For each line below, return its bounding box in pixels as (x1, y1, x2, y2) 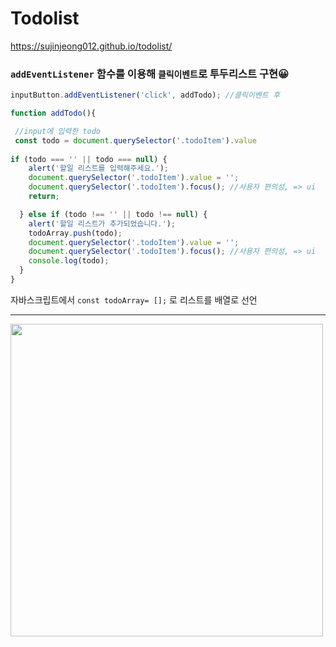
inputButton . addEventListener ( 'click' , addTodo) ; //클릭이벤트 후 (10, 90, 280, 101)
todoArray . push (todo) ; (28, 228, 123, 238)
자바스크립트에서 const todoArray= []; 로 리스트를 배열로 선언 (10, 293, 258, 306)
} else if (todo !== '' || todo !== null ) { (19, 209, 208, 219)
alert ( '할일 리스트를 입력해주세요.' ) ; (28, 163, 170, 174)
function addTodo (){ (10, 108, 97, 119)
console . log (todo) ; (28, 256, 110, 266)
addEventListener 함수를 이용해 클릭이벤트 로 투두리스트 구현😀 (10, 67, 290, 81)
